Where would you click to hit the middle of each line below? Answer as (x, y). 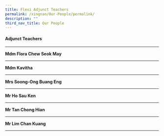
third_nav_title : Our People (35, 23)
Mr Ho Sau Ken (20, 96)
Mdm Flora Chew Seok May (33, 54)
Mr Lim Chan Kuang (26, 124)
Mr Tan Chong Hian (25, 110)
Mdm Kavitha (19, 68)
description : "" (21, 18)
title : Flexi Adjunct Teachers (37, 9)
